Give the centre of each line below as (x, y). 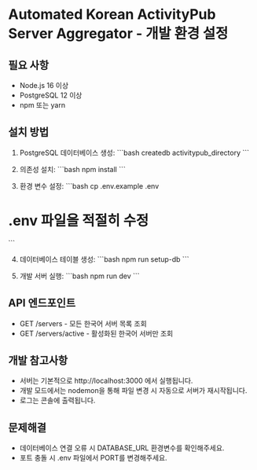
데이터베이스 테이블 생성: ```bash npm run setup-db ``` (104, 259)
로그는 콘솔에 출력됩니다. (57, 400)
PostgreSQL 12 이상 (51, 95)
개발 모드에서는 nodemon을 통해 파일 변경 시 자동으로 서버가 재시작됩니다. (133, 391)
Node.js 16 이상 (44, 85)
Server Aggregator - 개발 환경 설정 (118, 34)
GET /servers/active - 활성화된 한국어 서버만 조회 (96, 333)
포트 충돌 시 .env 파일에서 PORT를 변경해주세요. (93, 458)
